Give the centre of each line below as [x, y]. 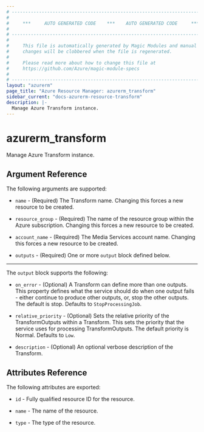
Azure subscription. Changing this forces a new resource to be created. [104, 225]
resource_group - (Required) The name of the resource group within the [104, 219]
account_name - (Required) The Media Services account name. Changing [105, 237]
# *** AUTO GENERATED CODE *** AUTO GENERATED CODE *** [103, 23]
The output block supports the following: [57, 273]
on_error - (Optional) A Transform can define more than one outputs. [101, 285]
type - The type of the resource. [55, 423]
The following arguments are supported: [57, 189]
